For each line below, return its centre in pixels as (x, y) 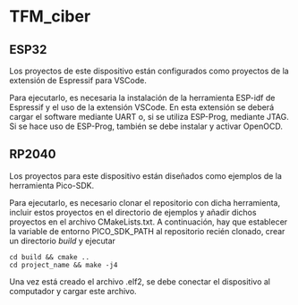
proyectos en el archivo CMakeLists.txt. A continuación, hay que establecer (149, 222)
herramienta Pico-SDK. (52, 185)
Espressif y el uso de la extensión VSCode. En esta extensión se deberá (142, 107)
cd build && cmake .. (50, 257)
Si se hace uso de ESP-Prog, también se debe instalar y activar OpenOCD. (146, 126)
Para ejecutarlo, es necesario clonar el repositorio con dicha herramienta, (145, 202)
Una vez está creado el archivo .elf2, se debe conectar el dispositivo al (140, 281)
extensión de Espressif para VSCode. (78, 80)
